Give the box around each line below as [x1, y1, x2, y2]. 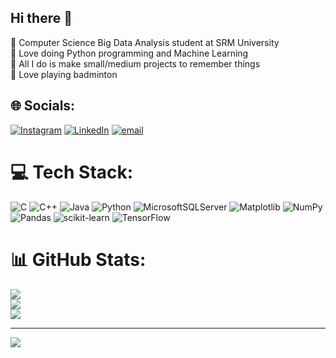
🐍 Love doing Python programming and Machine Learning [10, 47, 249, 59]
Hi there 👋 [10, 10, 73, 27]
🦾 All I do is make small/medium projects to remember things [10, 57, 261, 70]
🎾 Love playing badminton [10, 68, 118, 80]
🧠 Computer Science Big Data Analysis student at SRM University [10, 36, 280, 48]
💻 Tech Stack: [10, 161, 134, 183]
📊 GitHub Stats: [10, 248, 147, 271]
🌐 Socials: [10, 97, 76, 115]
